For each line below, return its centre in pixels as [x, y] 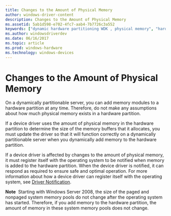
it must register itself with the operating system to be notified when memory [85, 160]
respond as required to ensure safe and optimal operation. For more [76, 171]
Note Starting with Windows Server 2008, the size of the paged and [77, 192]
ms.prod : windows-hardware [34, 48]
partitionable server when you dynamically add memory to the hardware [81, 140]
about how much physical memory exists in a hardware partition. [73, 114]
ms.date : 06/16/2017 [27, 39]
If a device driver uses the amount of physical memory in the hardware [79, 123]
